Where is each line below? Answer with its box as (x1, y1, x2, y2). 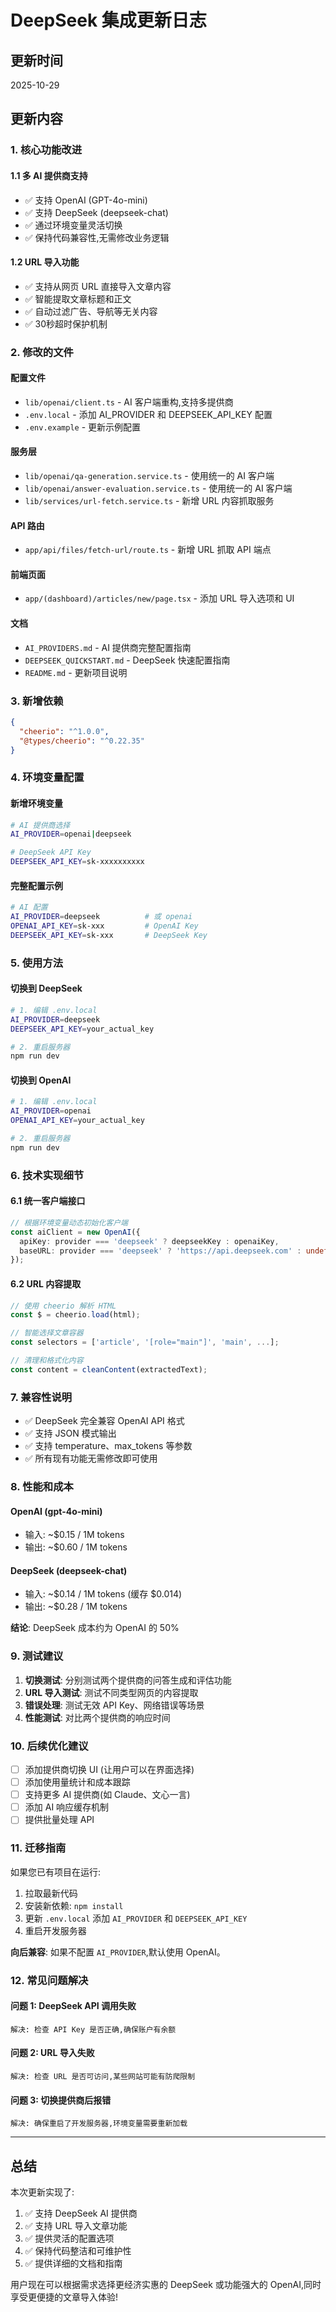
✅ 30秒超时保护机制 (24, 317, 108, 330)
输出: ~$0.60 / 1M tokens (24, 1541, 128, 1553)
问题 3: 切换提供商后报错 (10, 2094, 112, 2106)
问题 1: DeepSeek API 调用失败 (10, 2000, 137, 2012)
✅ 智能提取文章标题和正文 (24, 292, 132, 305)
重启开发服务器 (24, 1924, 87, 1936)
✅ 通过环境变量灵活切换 (24, 219, 123, 231)
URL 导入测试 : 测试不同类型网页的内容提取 (24, 1686, 199, 1698)
